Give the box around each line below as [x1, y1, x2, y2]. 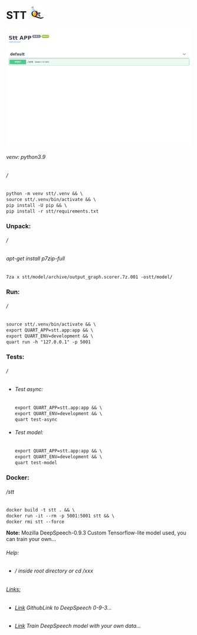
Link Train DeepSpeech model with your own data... [14, 623, 142, 630]
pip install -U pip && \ [6, 203, 67, 209]
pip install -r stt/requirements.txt [6, 209, 99, 214]
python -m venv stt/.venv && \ [6, 191, 83, 197]
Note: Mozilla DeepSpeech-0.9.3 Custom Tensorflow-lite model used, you [6, 529, 187, 536]
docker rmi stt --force [6, 519, 65, 525]
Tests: [6, 353, 25, 361]
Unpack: [6, 222, 31, 230]
